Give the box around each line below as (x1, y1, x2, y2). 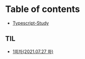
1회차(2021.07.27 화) (12, 48, 54, 54)
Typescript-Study (12, 20, 49, 26)
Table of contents (5, 3, 80, 15)
